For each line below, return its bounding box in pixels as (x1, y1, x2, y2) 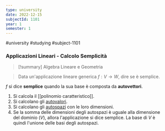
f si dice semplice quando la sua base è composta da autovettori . (6, 84, 143, 90)
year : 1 (6, 21, 22, 27)
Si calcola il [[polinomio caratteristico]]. (13, 93, 95, 99)
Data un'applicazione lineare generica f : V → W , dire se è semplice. (18, 74, 160, 80)
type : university (6, 7, 42, 13)
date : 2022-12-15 (6, 12, 42, 17)
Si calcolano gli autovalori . (13, 99, 68, 105)
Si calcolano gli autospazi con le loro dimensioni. (13, 104, 114, 110)
